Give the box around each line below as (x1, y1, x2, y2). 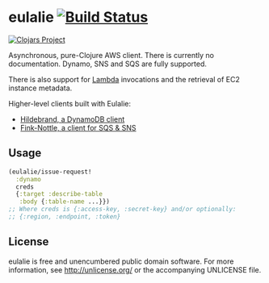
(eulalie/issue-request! (8, 168, 92, 176)
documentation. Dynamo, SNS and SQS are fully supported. (8, 59, 208, 69)
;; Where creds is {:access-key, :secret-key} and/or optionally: (8, 206, 237, 214)
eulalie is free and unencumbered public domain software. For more (8, 256, 234, 266)
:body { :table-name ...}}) (19, 198, 111, 206)
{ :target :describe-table (15, 190, 103, 198)
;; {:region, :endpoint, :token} (8, 213, 121, 221)
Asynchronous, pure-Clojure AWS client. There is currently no (8, 50, 214, 60)
